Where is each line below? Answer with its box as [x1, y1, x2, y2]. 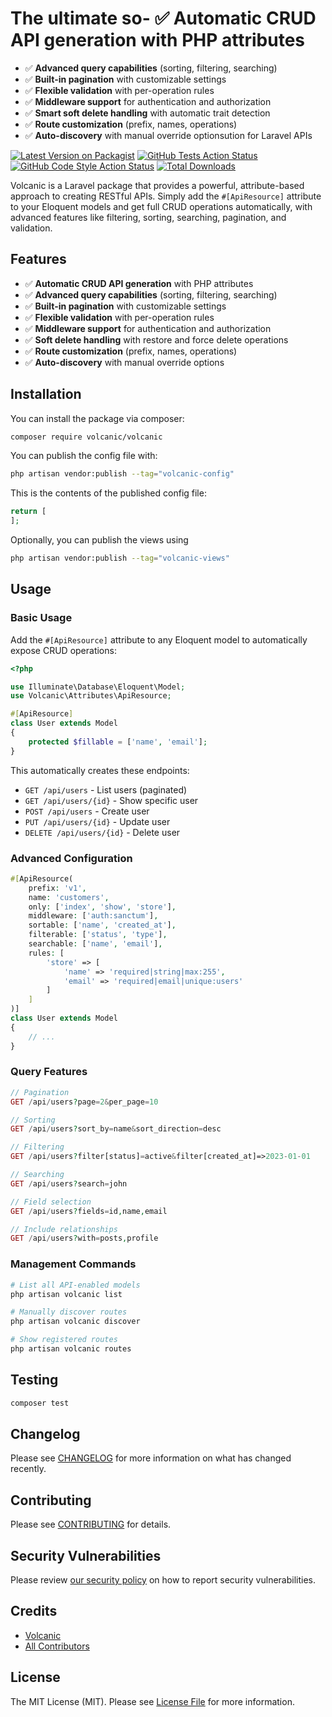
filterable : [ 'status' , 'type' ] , [28, 930, 168, 940]
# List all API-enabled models [10, 1280, 141, 1290]
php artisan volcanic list [10, 1289, 123, 1299]
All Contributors [24, 1640, 90, 1652]
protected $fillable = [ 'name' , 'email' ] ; [28, 737, 208, 747]
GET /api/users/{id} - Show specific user [24, 794, 199, 806]
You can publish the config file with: [10, 450, 158, 462]
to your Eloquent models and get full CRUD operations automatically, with [10, 200, 313, 212]
